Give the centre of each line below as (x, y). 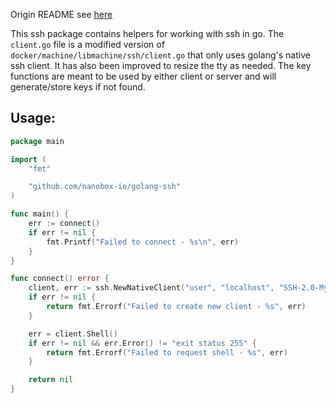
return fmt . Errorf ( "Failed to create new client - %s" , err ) (176, 307)
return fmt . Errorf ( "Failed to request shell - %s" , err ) (167, 352)
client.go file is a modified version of (87, 44)
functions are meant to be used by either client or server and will (143, 76)
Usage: (33, 118)
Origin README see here (61, 14)
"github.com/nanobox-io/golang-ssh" (105, 187)
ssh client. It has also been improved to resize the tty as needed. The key (161, 65)
